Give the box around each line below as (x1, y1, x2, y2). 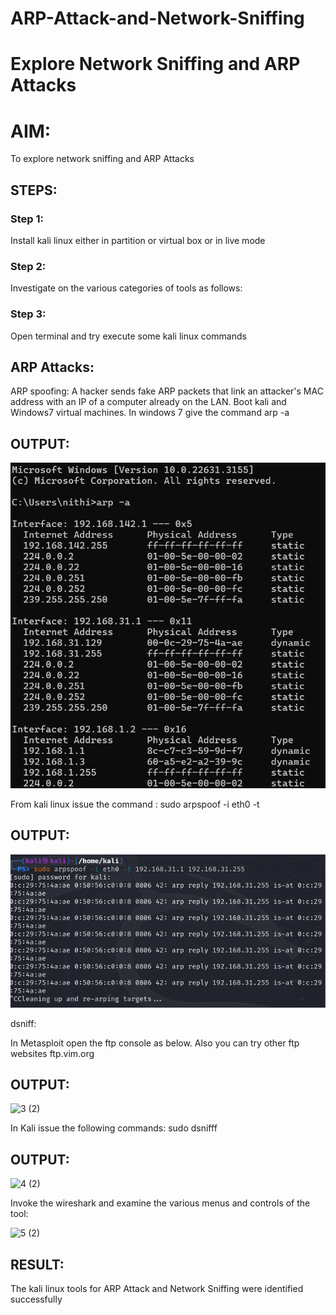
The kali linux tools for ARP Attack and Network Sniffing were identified (10, 1283, 304, 1295)
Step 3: (10, 307, 47, 321)
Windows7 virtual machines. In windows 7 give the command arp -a (10, 407, 290, 419)
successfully (10, 1293, 63, 1306)
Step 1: (10, 212, 44, 226)
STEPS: (10, 182, 58, 199)
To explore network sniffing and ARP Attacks (10, 153, 195, 165)
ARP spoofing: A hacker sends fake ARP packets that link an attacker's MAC (10, 385, 324, 397)
